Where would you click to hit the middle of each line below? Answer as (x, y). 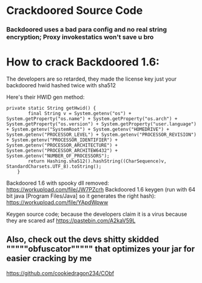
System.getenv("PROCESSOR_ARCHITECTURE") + (62, 145)
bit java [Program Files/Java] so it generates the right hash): (81, 196)
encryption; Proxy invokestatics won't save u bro (80, 37)
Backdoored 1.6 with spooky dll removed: (58, 183)
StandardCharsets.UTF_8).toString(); (54, 167)
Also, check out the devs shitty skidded (83, 240)
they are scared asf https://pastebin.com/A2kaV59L (71, 221)
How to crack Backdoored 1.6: (83, 62)
